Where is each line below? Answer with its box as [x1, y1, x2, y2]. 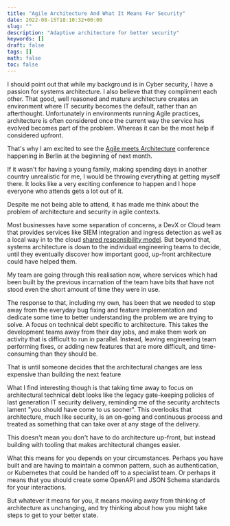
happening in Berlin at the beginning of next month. [7, 152, 152, 160]
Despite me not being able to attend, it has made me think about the [7, 200, 199, 208]
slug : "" [7, 23, 32, 30]
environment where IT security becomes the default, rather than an [7, 102, 197, 110]
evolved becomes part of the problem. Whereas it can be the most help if [7, 124, 214, 132]
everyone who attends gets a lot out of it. [7, 187, 124, 195]
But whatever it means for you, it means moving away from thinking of [7, 496, 206, 505]
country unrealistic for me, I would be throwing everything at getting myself [7, 172, 221, 181]
